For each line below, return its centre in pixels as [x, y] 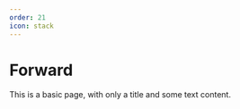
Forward [41, 70]
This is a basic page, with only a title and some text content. [120, 95]
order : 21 [28, 17]
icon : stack [31, 26]
